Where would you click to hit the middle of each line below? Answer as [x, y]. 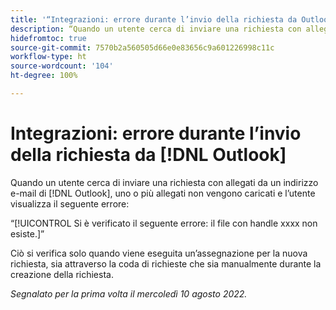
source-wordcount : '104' [62, 66]
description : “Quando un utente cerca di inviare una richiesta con [156, 29]
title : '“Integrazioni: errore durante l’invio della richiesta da [154, 19]
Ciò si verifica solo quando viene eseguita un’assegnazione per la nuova [159, 253]
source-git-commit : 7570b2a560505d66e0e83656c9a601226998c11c [142, 47]
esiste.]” [27, 233]
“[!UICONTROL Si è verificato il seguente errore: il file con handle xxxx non [164, 223]
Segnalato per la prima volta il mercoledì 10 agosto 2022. [129, 293]
